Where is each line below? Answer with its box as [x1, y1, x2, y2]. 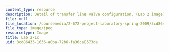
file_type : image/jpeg [5, 26, 53, 31]
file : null [5, 16, 28, 21]
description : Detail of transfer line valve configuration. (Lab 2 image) [5, 12, 165, 17]
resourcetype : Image [5, 30, 49, 35]
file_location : [5, 21, 37, 26]
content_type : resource [5, 7, 55, 12]
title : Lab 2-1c [5, 35, 39, 40]
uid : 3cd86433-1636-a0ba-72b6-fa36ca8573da [5, 40, 98, 45]
